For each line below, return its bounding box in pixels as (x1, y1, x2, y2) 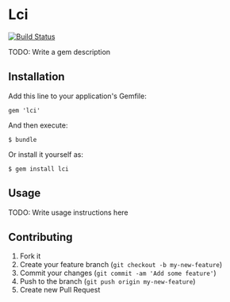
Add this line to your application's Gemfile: (8, 91, 147, 101)
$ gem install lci (8, 165, 69, 173)
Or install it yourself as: (8, 149, 83, 159)
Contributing (8, 230, 73, 243)
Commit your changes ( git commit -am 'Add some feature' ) (19, 268, 217, 278)
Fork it (19, 251, 41, 261)
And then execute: (8, 120, 68, 130)
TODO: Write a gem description (8, 47, 111, 56)
